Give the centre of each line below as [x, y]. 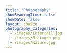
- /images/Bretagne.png [35, 38]
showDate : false [22, 19]
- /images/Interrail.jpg [36, 33]
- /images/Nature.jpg [33, 43]
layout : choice [21, 24]
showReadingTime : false [30, 15]
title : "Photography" [28, 10]
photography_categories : [31, 29]
